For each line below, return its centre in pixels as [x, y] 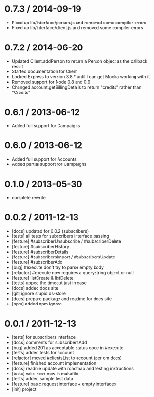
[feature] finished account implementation [54, 363]
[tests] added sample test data [42, 378]
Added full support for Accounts [44, 159]
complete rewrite [29, 197]
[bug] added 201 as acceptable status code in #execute [67, 347]
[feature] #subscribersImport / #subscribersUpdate [63, 257]
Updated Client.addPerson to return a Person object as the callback [79, 61]
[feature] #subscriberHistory [40, 246]
